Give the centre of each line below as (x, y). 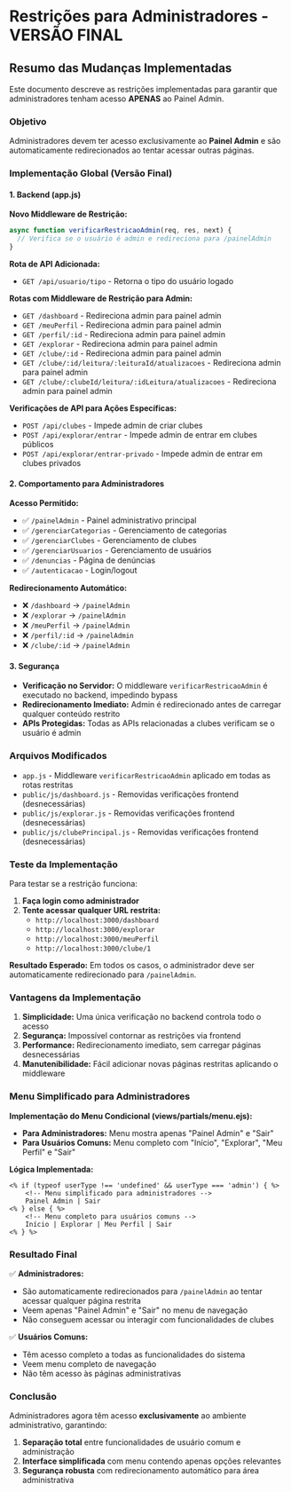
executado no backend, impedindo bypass (100, 695)
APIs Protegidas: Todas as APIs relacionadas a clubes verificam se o (148, 723)
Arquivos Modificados (58, 756)
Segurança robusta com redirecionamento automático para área (141, 1471)
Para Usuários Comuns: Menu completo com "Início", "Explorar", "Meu (152, 1142)
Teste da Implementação (63, 864)
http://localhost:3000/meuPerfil (97, 939)
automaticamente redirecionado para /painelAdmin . (103, 975)
